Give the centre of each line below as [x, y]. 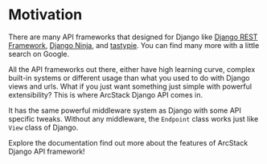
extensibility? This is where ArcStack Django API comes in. [106, 94]
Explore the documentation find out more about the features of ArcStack [128, 142]
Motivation [45, 15]
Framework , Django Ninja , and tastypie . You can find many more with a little [134, 45]
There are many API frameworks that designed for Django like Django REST [133, 37]
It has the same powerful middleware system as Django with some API [125, 110]
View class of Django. [43, 127]
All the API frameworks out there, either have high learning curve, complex [132, 69]
